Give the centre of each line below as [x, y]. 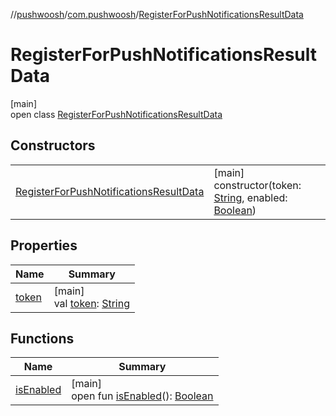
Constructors [53, 145]
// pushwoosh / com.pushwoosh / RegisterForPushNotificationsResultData [157, 14]
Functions [42, 338]
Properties [44, 245]
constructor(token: [257, 185]
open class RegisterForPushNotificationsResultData [116, 114]
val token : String [91, 303]
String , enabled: [250, 197]
